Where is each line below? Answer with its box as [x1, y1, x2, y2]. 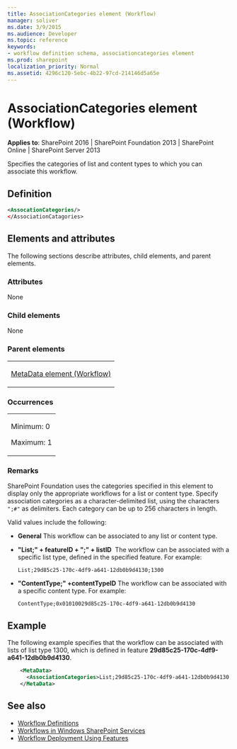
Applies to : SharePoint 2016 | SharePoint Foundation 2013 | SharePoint [7, 139, 214, 147]
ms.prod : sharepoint [7, 57, 69, 64]
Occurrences [7, 397, 54, 407]
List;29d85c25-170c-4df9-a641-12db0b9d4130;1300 [17, 567, 164, 574]
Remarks [7, 465, 39, 475]
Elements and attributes [7, 233, 115, 245]
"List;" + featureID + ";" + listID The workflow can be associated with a [17, 546, 230, 554]
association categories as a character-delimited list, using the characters [7, 497, 220, 505]
